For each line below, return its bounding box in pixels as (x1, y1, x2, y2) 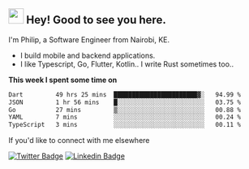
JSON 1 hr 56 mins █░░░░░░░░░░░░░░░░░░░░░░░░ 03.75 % (8, 98, 242, 106)
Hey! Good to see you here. (25, 13, 166, 27)
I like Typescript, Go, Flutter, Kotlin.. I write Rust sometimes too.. (19, 58, 234, 69)
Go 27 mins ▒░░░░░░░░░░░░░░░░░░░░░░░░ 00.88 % (8, 106, 242, 114)
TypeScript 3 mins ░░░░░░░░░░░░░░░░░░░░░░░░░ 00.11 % (8, 121, 242, 129)
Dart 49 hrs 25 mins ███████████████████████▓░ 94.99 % (8, 90, 242, 98)
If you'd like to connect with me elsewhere (8, 136, 150, 145)
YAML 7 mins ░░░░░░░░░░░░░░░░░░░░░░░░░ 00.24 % (8, 113, 242, 122)
